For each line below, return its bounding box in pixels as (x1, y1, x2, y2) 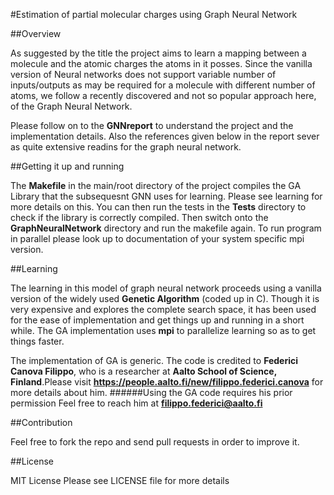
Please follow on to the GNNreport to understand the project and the (10, 120, 294, 131)
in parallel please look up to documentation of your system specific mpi (10, 233, 305, 244)
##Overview (10, 28, 62, 39)
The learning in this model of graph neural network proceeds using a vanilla (10, 282, 322, 294)
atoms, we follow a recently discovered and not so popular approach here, (10, 90, 317, 101)
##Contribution (10, 417, 73, 428)
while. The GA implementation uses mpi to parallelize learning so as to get (10, 325, 317, 336)
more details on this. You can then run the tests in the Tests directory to (10, 201, 307, 213)
